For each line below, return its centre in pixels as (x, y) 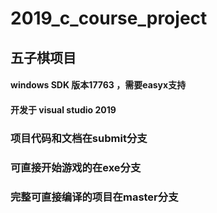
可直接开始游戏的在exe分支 (76, 167)
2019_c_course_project (109, 18)
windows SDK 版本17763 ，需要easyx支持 (98, 85)
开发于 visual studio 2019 (63, 109)
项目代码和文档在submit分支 (79, 138)
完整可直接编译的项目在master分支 (94, 197)
